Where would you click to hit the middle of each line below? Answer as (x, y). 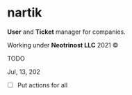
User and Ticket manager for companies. (67, 32)
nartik (25, 13)
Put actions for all (42, 85)
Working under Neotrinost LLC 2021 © (63, 45)
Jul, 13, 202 (24, 72)
